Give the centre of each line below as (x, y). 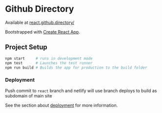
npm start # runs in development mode (49, 58)
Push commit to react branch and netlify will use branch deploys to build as (81, 91)
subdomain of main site (29, 95)
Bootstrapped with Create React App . (43, 32)
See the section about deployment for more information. (61, 105)
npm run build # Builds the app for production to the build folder (76, 67)
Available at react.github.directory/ (40, 22)
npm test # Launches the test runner (49, 63)
